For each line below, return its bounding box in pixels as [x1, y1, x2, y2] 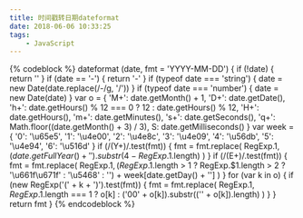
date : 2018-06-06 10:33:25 [9, 22, 112, 31]
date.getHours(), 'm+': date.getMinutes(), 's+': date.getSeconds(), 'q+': [9, 112, 276, 123]
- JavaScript [25, 38, 75, 48]
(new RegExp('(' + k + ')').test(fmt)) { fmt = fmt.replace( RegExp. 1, [9, 179, 256, 191]
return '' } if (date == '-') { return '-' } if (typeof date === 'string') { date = [9, 74, 283, 84]
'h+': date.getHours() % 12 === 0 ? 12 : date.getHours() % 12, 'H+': [9, 102, 260, 114]
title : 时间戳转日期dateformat [9, 13, 120, 23]
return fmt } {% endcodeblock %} [9, 199, 136, 210]
